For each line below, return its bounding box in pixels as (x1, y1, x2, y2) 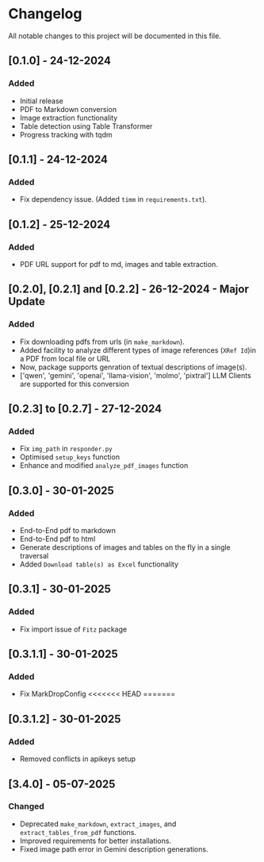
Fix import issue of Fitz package (19, 624, 128, 634)
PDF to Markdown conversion (19, 104, 117, 114)
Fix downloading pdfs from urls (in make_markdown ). (19, 337, 185, 346)
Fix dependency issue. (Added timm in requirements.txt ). (19, 195, 208, 204)
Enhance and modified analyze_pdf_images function (19, 461, 189, 470)
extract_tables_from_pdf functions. (19, 827, 137, 837)
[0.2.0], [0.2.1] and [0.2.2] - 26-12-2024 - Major (8, 283, 250, 296)
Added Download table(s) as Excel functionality (19, 559, 179, 569)
